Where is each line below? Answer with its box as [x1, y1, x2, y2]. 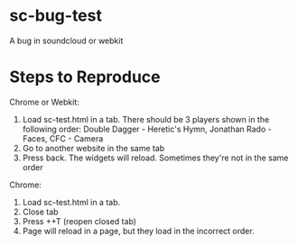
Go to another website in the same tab [22, 142, 165, 153]
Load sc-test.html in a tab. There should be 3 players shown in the [22, 113, 270, 124]
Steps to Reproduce [9, 67, 161, 87]
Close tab [22, 206, 59, 217]
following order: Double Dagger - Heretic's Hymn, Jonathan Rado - [22, 123, 273, 134]
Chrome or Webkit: [9, 96, 79, 107]
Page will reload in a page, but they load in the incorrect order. [22, 225, 255, 236]
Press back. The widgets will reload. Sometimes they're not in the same [22, 152, 289, 163]
